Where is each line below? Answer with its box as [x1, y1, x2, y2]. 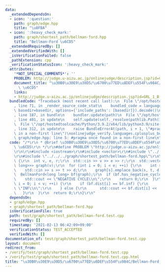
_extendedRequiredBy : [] [9, 44, 60, 49]
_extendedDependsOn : [9, 12, 52, 17]
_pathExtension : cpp [9, 58, 52, 63]
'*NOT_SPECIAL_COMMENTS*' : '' [14, 71, 76, 76]
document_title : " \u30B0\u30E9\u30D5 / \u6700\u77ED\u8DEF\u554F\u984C [14, 80, 160, 85]
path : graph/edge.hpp [14, 21, 58, 26]
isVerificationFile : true [9, 209, 63, 214]
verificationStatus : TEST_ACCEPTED [9, 227, 82, 232]
